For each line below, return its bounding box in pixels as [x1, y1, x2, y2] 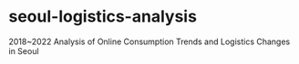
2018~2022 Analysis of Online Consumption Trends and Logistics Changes [8, 36, 291, 47]
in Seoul [8, 45, 39, 56]
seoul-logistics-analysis [8, 6, 198, 27]
